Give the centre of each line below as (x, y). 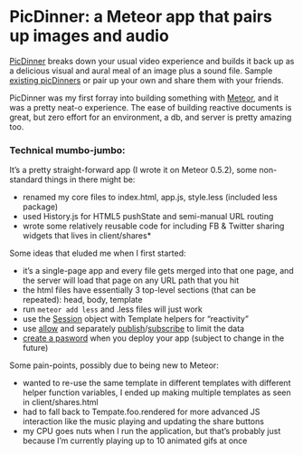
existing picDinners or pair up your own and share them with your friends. (147, 80)
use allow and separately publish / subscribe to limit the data (133, 329)
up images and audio (89, 36)
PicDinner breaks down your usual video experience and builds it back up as (152, 61)
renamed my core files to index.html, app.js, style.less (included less (150, 198)
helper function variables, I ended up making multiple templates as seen (156, 392)
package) (40, 207)
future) (35, 348)
